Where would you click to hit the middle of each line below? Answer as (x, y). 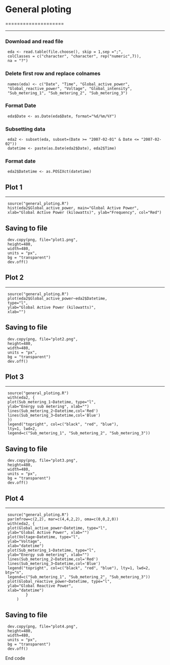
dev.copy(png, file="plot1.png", (43, 240)
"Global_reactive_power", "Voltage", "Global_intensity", (70, 88)
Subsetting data (25, 129)
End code (15, 658)
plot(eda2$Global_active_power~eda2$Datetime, (57, 298)
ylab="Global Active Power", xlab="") (48, 533)
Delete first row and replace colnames (53, 74)
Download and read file (34, 41)
